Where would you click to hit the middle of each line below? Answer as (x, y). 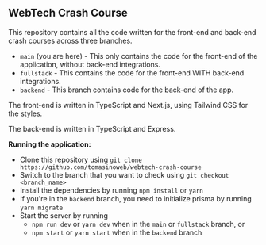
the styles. (25, 113)
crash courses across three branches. (70, 40)
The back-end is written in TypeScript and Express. (92, 128)
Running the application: (50, 144)
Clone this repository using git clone (81, 159)
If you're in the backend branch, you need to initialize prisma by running (135, 198)
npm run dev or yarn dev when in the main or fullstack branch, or (138, 224)
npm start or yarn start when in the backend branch (117, 232)
